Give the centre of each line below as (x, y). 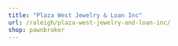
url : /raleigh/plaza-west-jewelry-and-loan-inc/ (89, 23)
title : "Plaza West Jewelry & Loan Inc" (76, 15)
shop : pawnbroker (37, 30)
